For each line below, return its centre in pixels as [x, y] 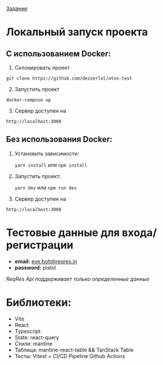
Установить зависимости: [47, 153]
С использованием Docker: [59, 54]
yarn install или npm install [51, 165]
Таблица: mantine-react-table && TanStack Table [74, 350]
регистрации [40, 245]
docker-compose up [28, 100]
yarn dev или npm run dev [46, 187]
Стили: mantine [33, 343]
